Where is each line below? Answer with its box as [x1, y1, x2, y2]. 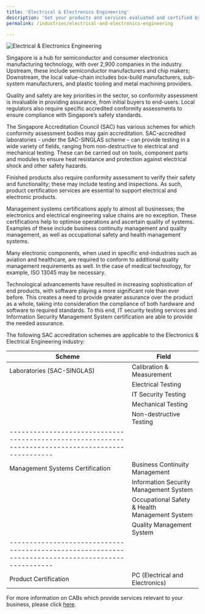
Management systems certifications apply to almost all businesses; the [6, 205, 185, 212]
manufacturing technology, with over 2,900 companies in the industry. [6, 60, 183, 68]
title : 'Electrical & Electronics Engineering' [6, 9, 130, 15]
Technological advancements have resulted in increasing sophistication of [6, 281, 193, 288]
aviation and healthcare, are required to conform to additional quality [6, 256, 179, 263]
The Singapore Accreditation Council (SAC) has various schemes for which [6, 123, 195, 131]
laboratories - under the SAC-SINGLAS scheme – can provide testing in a [6, 136, 190, 143]
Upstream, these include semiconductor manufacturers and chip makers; [6, 67, 190, 74]
